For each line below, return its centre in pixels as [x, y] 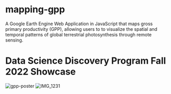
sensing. [14, 40]
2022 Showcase [40, 72]
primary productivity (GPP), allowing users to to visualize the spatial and [81, 29]
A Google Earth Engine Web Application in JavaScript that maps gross [79, 24]
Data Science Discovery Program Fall [86, 61]
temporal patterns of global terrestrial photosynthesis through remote [79, 34]
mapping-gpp [35, 10]
